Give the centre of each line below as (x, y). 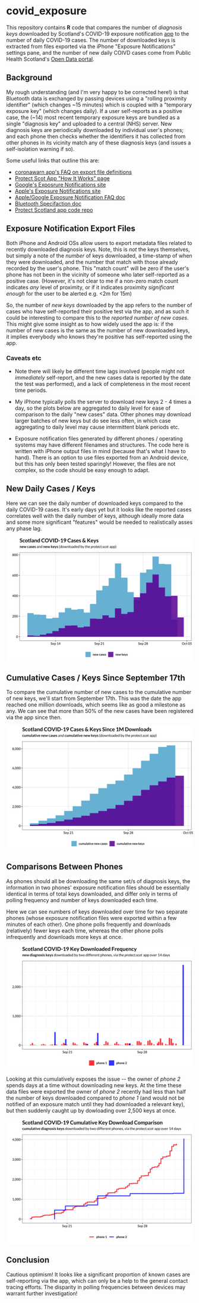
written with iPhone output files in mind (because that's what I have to (100, 451)
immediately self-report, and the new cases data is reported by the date (103, 377)
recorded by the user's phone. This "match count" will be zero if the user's (97, 268)
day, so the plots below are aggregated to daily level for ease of (93, 408)
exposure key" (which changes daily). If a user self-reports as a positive (94, 111)
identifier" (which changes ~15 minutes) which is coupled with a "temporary (99, 105)
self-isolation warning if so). (40, 149)
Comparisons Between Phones (65, 867)
